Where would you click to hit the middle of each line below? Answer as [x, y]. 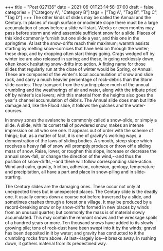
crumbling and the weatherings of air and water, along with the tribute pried [81, 90]
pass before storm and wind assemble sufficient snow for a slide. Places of [80, 33]
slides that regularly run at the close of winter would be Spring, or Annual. [79, 69]
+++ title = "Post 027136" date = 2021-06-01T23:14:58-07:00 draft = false [80, 7]
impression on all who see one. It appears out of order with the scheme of [79, 130]
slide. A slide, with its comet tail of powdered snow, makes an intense [74, 125]
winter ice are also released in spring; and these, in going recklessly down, [80, 59]
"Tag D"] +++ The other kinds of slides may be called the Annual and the [78, 17]
